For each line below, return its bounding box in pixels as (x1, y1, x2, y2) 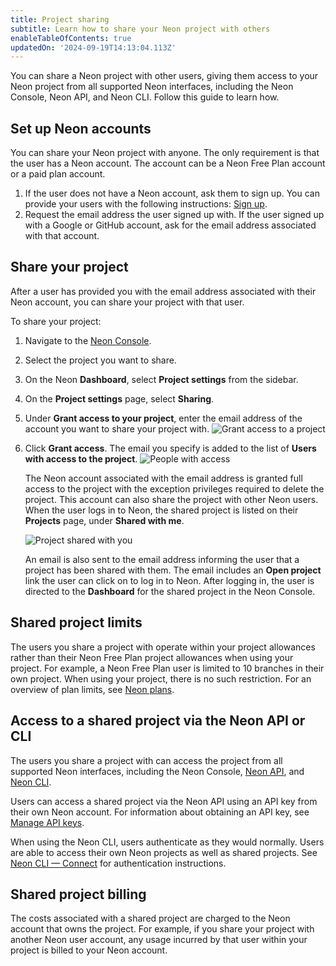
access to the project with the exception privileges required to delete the (24, 482, 325, 495)
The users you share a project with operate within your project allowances (10, 641, 316, 653)
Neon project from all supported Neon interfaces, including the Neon (10, 81, 294, 93)
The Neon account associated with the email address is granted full (24, 472, 303, 484)
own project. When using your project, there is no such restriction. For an (10, 672, 312, 685)
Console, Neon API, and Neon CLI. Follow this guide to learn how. (10, 91, 280, 103)
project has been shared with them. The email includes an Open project (24, 564, 322, 576)
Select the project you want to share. (24, 354, 177, 366)
